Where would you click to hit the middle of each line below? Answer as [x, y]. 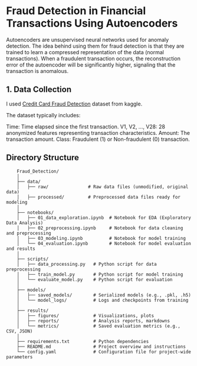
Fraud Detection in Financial [76, 11]
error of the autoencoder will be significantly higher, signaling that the [91, 65]
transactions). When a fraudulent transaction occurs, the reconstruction [93, 58]
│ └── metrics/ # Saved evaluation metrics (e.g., [99, 326]
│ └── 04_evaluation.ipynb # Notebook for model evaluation [104, 243]
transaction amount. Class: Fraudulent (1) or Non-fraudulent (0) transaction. [98, 139]
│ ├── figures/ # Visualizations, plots [86, 316]
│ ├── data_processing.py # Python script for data [87, 264]
